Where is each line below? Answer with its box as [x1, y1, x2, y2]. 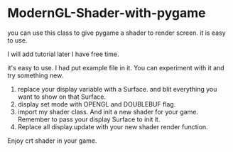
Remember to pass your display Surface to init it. [17, 115, 161, 124]
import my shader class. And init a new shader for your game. [17, 107, 199, 116]
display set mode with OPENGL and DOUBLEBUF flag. [17, 99, 176, 108]
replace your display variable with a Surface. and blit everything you [17, 85, 217, 93]
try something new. [7, 71, 64, 80]
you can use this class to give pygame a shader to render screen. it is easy [7, 28, 226, 37]
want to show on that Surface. [17, 92, 107, 101]
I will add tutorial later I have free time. [7, 50, 119, 58]
